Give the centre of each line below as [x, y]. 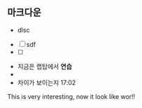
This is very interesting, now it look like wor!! [71, 96]
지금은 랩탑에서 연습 [44, 66]
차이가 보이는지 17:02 [47, 82]
